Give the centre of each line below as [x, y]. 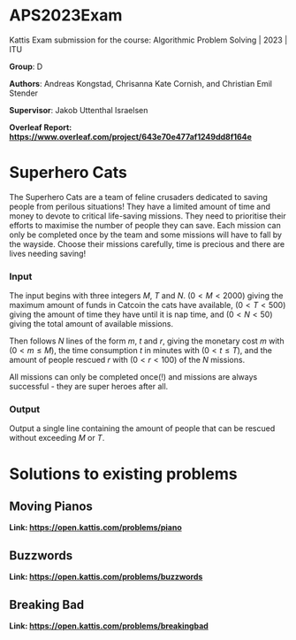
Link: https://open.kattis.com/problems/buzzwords [106, 577]
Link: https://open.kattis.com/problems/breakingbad [109, 626]
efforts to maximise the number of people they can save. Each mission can [145, 225]
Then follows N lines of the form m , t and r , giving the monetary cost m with [147, 341]
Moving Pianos [51, 507]
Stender [23, 93]
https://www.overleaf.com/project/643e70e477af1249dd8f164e [130, 136]
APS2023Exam [66, 15]
